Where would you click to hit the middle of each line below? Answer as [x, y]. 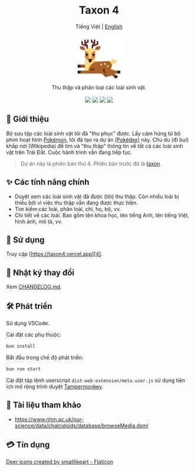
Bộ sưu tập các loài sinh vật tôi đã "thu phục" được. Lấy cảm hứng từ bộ [93, 133]
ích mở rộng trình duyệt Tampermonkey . [55, 386]
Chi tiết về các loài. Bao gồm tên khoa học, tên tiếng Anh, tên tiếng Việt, [102, 215]
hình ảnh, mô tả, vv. [39, 221]
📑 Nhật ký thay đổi [40, 273]
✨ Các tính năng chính [48, 182]
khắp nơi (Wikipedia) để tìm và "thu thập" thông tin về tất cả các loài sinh [95, 146]
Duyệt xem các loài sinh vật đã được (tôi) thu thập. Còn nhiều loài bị [97, 196]
